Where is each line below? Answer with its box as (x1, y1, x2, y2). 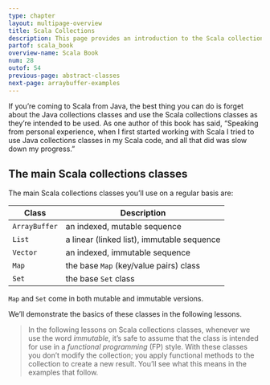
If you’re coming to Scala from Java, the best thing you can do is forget (8, 101, 243, 111)
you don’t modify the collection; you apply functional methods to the (27, 350, 255, 360)
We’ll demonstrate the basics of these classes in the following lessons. (8, 309, 243, 319)
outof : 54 (8, 64, 42, 72)
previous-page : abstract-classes (8, 72, 121, 80)
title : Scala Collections (8, 27, 95, 35)
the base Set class (65, 273, 135, 285)
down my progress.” (8, 144, 76, 154)
